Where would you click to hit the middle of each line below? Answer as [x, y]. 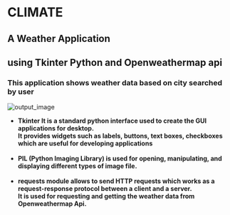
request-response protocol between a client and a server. [105, 189]
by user [21, 92]
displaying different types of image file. [77, 166]
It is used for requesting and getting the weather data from [106, 197]
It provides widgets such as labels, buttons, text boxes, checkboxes [120, 136]
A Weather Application [59, 39]
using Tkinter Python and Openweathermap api [115, 62]
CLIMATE [35, 12]
